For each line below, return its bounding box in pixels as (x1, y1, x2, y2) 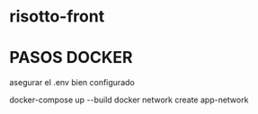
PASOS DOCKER (9, 48, 133, 68)
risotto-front (9, 6, 105, 27)
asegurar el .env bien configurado (9, 77, 135, 88)
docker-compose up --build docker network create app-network (9, 94, 249, 105)
